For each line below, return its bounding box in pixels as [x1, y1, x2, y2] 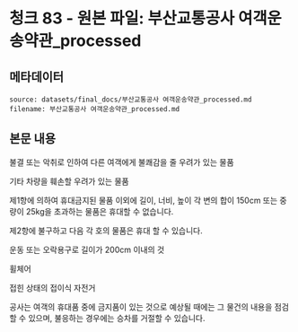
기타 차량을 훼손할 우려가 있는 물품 [9, 176, 129, 187]
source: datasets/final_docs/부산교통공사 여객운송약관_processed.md [9, 95, 252, 104]
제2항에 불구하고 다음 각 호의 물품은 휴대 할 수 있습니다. [9, 225, 204, 236]
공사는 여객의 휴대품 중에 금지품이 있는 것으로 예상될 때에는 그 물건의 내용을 [9, 301, 273, 312]
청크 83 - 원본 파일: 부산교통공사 [9, 8, 235, 29]
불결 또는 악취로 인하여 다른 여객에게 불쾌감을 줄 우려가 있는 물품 [9, 156, 235, 167]
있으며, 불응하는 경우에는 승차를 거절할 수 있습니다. [28, 312, 206, 323]
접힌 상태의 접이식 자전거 [9, 282, 96, 293]
